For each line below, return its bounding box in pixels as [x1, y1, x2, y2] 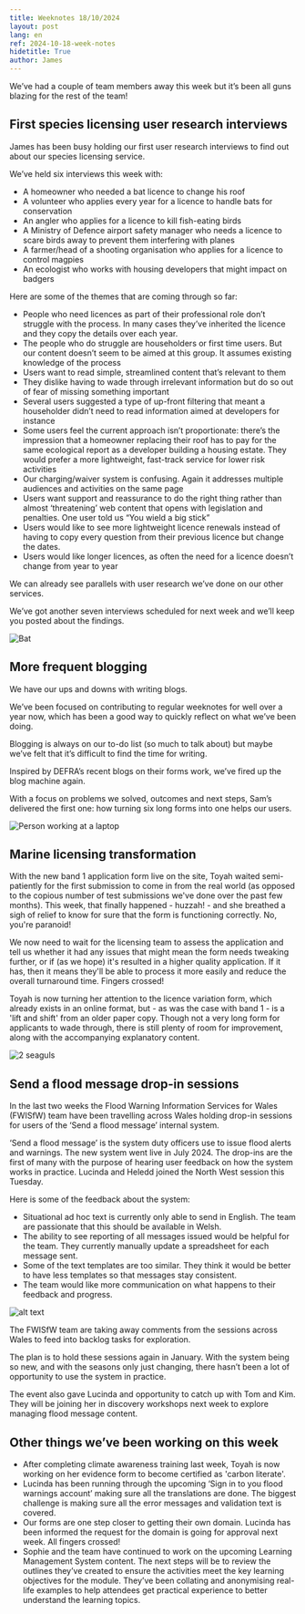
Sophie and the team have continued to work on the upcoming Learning [22, 1547, 293, 1557]
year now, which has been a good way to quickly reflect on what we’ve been [9, 710, 297, 721]
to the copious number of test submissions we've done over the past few [9, 890, 283, 901]
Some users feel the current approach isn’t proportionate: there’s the [22, 425, 280, 436]
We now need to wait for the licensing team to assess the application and [9, 936, 284, 948]
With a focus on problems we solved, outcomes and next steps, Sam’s [9, 792, 272, 803]
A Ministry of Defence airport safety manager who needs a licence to [22, 224, 282, 235]
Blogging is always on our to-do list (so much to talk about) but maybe [9, 738, 273, 749]
